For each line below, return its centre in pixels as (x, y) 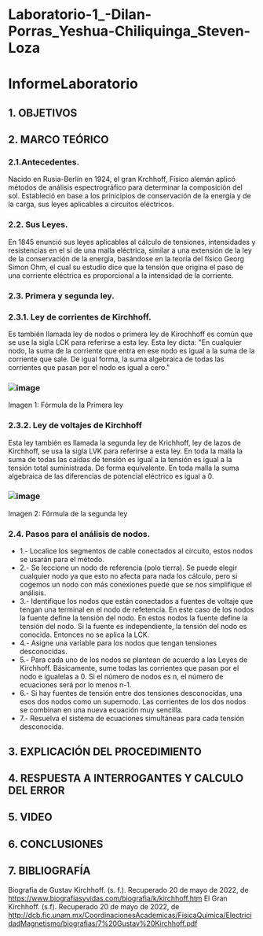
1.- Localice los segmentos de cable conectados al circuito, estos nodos (136, 551)
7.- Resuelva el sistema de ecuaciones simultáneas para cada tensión (132, 719)
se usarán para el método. (62, 560)
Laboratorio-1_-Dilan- (80, 15)
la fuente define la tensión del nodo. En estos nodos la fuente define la (134, 618)
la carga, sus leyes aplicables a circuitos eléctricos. (91, 204)
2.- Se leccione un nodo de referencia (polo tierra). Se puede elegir (128, 568)
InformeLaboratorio (73, 84)
